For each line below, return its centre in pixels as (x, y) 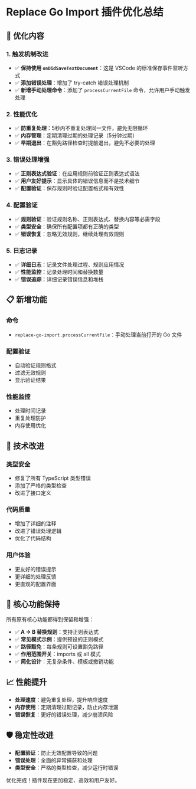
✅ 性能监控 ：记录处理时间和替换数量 (59, 272)
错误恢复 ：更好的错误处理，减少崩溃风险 (64, 715)
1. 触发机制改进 (27, 54)
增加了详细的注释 (35, 523)
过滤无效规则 (30, 373)
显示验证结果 (30, 380)
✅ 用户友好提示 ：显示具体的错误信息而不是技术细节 (77, 181)
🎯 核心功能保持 (33, 605)
